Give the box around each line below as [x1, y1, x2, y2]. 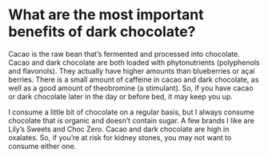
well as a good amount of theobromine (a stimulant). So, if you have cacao [8, 83, 254, 93]
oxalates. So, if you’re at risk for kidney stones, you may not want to [8, 132, 232, 142]
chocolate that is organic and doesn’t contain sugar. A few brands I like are [8, 115, 254, 125]
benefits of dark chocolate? [8, 22, 196, 41]
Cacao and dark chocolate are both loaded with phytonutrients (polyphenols [8, 58, 260, 67]
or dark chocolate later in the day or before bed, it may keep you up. [8, 91, 234, 101]
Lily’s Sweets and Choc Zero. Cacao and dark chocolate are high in [8, 124, 230, 134]
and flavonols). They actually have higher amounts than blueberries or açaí [8, 66, 255, 75]
